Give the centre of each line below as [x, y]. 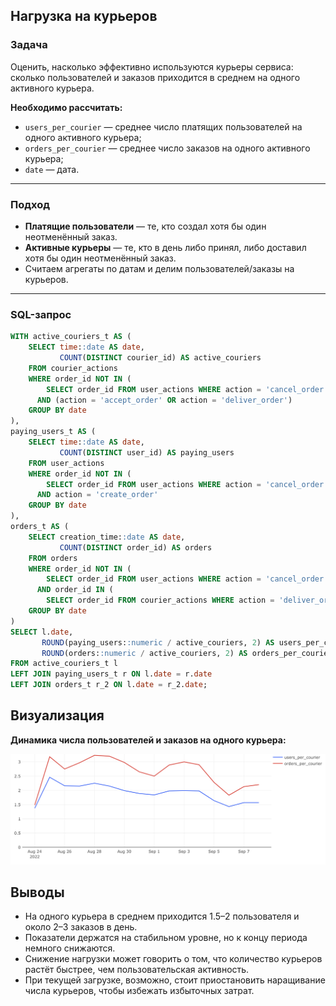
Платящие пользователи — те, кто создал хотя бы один [145, 226]
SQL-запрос [41, 314]
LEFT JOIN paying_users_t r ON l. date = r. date [111, 674]
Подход [30, 204]
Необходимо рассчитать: [66, 107]
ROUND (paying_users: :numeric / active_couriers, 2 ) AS [158, 642]
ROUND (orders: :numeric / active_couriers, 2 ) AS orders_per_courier [187, 653]
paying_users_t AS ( [53, 432]
